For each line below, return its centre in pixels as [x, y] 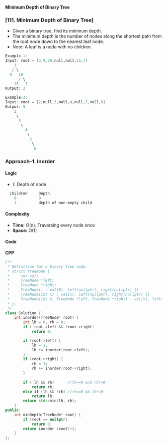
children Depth [30, 193]
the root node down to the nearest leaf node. [58, 41]
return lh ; [43, 396]
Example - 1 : [16, 56]
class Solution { [23, 313]
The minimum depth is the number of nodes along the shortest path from [87, 36]
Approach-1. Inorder [30, 161]
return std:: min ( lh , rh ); [50, 401]
